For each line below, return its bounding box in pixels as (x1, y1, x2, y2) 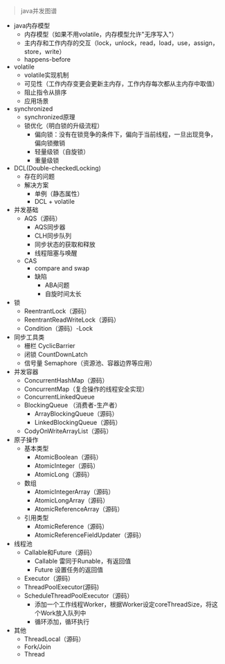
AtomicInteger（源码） (34, 462, 99, 470)
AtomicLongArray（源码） (34, 496, 109, 505)
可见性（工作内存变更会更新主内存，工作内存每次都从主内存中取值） (24, 80, 219, 87)
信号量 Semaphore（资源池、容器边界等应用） (24, 359, 156, 367)
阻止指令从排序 (24, 88, 67, 96)
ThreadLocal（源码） (24, 635, 85, 643)
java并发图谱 (20, 7, 57, 15)
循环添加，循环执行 (34, 618, 90, 626)
